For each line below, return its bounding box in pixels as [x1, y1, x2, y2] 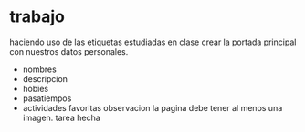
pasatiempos [22, 93, 72, 104]
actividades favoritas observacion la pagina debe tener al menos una [22, 102, 283, 113]
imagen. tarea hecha [22, 112, 100, 123]
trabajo [9, 6, 66, 27]
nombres [22, 64, 57, 75]
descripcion [22, 73, 68, 84]
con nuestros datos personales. [9, 46, 129, 56]
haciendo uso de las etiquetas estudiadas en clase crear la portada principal [9, 36, 297, 47]
